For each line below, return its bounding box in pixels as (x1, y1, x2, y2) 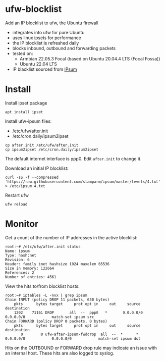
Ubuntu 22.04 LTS (19, 61, 57, 67)
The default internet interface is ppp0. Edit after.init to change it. (5, 155, 142, 161)
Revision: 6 (5, 257, 30, 262)
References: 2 (5, 270, 35, 275)
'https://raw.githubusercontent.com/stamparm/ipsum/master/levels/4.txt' (5, 179, 161, 184)
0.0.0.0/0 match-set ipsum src (5, 314, 94, 319)
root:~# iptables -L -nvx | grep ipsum (5, 293, 88, 298)
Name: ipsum (5, 249, 30, 254)
